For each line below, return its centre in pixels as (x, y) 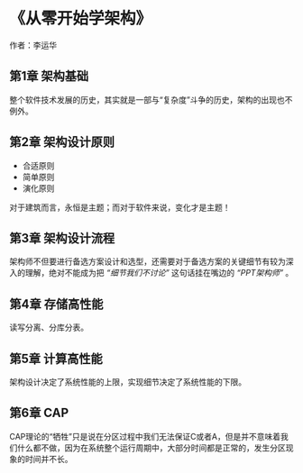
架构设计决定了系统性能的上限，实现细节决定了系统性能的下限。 (128, 382)
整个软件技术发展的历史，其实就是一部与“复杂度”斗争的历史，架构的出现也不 (151, 99)
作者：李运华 (33, 45)
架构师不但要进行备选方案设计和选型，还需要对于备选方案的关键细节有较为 (147, 261)
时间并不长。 (49, 459)
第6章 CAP (39, 413)
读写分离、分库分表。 (49, 327)
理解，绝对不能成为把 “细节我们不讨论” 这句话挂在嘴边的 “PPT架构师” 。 (159, 273)
